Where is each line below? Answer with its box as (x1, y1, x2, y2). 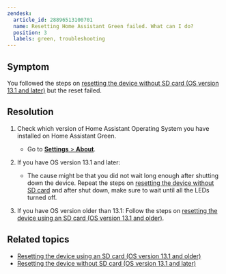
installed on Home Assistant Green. (16, 132, 117, 140)
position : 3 (13, 29, 48, 36)
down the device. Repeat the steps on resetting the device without (27, 179, 214, 187)
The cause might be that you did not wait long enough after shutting (27, 171, 219, 179)
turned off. (27, 193, 57, 201)
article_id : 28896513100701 (13, 16, 94, 23)
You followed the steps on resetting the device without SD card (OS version (7, 79, 220, 87)
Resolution (7, 106, 54, 118)
